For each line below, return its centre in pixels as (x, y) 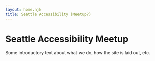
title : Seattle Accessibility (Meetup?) (48, 14)
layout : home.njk (23, 10)
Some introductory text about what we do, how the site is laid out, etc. (78, 53)
